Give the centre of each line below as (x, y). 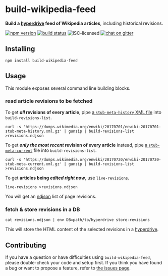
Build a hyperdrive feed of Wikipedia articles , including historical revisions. (84, 23)
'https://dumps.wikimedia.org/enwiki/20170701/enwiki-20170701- (92, 127)
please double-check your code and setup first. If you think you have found (84, 262)
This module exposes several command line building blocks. (68, 88)
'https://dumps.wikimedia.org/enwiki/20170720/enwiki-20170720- (92, 159)
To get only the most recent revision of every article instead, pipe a (76, 145)
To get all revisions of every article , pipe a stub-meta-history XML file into (83, 112)
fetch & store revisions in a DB (43, 209)
